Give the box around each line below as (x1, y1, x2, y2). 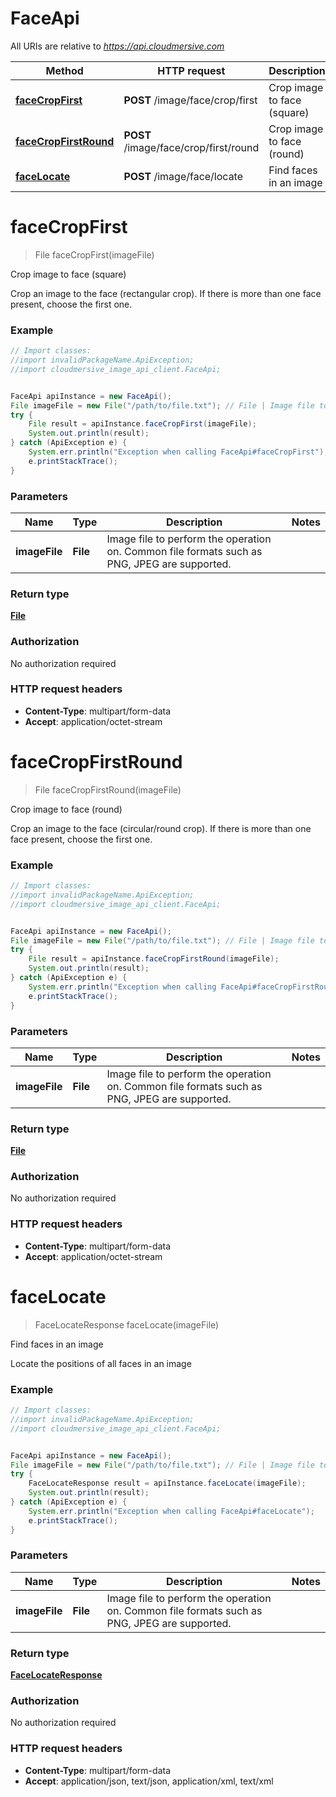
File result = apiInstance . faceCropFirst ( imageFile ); (28, 419, 257, 429)
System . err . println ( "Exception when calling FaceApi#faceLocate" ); (28, 1506, 315, 1516)
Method (45, 63, 84, 77)
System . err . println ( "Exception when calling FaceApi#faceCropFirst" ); (28, 447, 329, 457)
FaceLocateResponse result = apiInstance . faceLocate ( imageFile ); (28, 1478, 307, 1489)
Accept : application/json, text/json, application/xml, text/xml (24, 1775, 274, 1787)
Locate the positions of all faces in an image (10, 1357, 192, 1369)
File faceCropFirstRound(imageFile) (34, 783, 182, 796)
